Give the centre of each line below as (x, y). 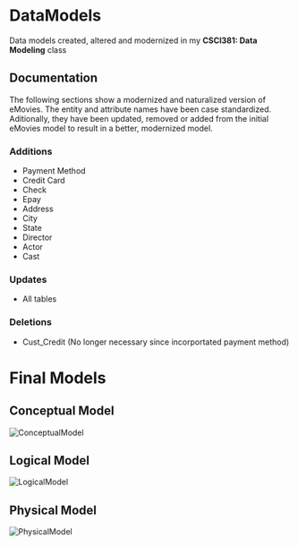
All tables (39, 299)
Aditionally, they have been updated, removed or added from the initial (139, 118)
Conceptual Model (62, 411)
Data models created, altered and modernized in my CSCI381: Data (133, 40)
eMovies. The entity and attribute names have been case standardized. (140, 109)
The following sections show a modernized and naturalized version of (138, 99)
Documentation (54, 78)
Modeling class (38, 49)
